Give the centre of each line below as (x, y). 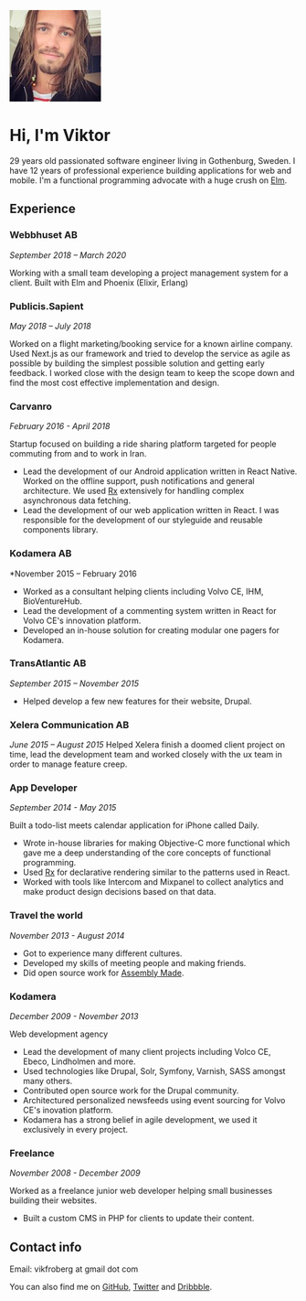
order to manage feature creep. (69, 764)
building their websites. (53, 1200)
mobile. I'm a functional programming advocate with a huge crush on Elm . (148, 180)
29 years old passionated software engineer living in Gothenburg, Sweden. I (153, 160)
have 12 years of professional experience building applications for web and (151, 170)
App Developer (43, 788)
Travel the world (47, 916)
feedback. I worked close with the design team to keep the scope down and (152, 372)
